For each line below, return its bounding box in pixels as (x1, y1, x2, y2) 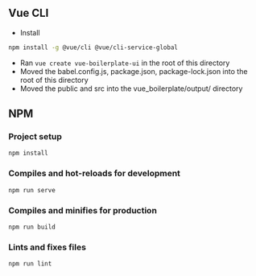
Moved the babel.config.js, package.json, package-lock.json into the (19, 66, 248, 76)
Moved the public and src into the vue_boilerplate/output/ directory (19, 84, 243, 93)
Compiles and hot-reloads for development (8, 168, 181, 179)
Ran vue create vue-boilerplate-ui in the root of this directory (19, 58, 230, 68)
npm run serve (8, 186, 56, 194)
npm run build (8, 223, 56, 231)
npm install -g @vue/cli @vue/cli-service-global (8, 43, 179, 51)
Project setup (8, 131, 62, 142)
